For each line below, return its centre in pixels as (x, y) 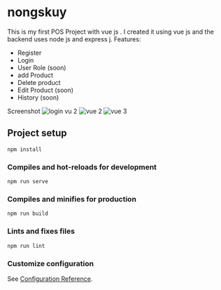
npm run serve (28, 182)
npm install (24, 149)
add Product (35, 75)
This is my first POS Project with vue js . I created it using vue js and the (111, 32)
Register (29, 53)
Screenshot (24, 111)
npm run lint (26, 246)
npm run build (28, 214)
